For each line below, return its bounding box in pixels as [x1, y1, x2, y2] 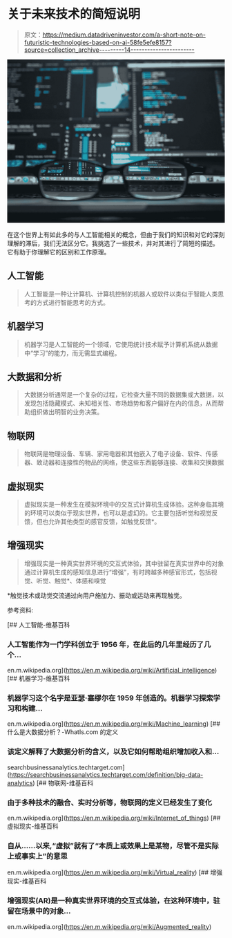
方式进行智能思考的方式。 [36, 298, 109, 306]
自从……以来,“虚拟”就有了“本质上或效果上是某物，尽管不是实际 [7, 841, 219, 850]
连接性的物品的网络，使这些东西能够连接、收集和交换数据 [60, 458, 224, 467]
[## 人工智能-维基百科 [7, 620, 70, 629]
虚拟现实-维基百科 [7, 822, 59, 830]
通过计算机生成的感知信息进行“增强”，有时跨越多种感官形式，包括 [23, 568, 212, 576]
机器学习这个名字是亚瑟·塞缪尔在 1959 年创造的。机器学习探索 [7, 693, 214, 703]
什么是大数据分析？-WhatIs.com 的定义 [7, 728, 119, 736]
